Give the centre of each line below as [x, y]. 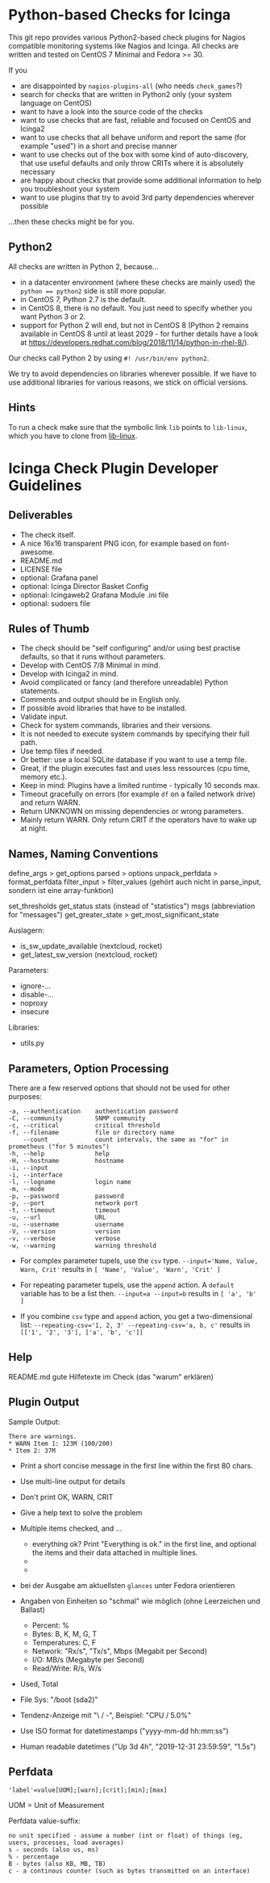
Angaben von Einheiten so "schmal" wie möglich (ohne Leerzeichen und [140, 1601]
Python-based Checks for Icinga [120, 15]
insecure [35, 1012]
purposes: [25, 1096]
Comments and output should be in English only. [100, 700]
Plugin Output [44, 1403]
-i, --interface [35, 1175]
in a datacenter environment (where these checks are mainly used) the [137, 282]
